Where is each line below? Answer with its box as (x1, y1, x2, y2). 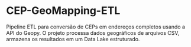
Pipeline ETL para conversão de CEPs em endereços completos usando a (6, 23, 185, 30)
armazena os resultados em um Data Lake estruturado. (6, 35, 140, 42)
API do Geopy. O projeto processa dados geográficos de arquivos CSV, (6, 29, 180, 36)
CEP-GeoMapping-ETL (6, 4, 121, 17)
